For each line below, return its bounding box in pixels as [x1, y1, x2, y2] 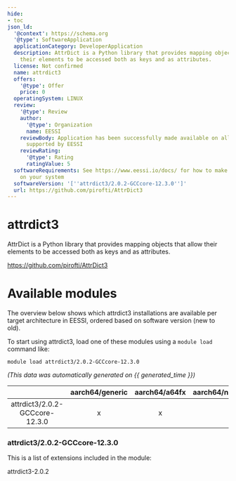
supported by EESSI [25, 141, 83, 148]
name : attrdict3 [13, 69, 61, 76]
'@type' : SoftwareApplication [13, 37, 102, 44]
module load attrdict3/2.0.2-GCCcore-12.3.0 [7, 359, 140, 366]
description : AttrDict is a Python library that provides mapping [13, 50, 212, 57]
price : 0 [20, 88, 46, 95]
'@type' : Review [20, 108, 68, 115]
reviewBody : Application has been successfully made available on [20, 134, 218, 141]
